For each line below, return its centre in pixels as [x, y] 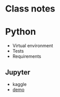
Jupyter [18, 72]
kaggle [19, 84]
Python [20, 32]
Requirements [27, 56]
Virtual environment [33, 46]
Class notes [30, 9]
